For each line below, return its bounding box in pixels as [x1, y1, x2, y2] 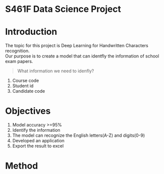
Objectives [5, 106, 51, 117]
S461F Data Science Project [5, 3, 121, 15]
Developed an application [12, 138, 65, 144]
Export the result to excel [12, 143, 64, 149]
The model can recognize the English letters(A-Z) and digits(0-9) [12, 132, 145, 138]
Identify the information [12, 127, 60, 133]
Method [5, 160, 38, 172]
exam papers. [5, 58, 33, 64]
